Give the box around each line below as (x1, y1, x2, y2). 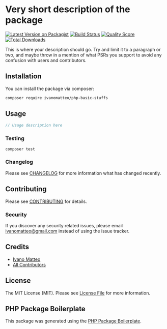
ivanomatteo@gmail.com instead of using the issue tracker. (5, 228, 130, 234)
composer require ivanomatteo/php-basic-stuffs (5, 95, 108, 100)
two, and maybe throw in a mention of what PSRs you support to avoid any (5, 52, 162, 58)
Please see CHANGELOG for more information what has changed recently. (5, 170, 161, 176)
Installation (5, 72, 42, 81)
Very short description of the (5, 4, 131, 15)
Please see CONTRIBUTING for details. (5, 198, 88, 204)
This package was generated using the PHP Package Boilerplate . (5, 318, 142, 324)
